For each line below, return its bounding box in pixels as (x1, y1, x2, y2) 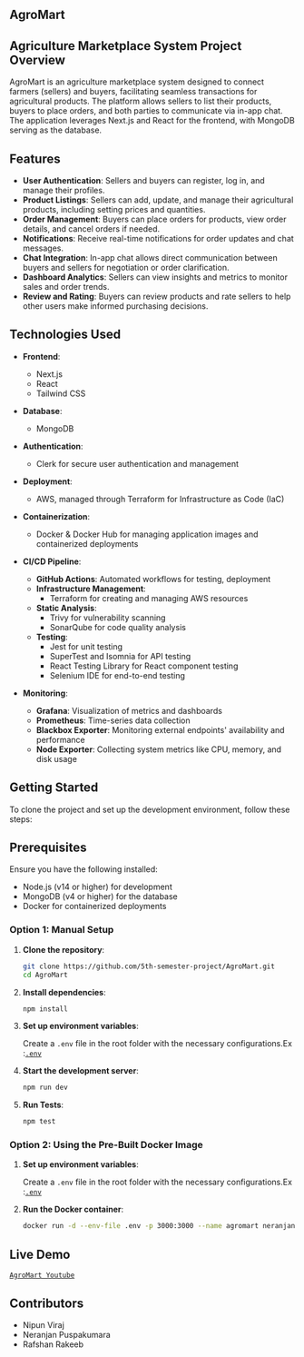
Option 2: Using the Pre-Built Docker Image (9, 1139, 204, 1152)
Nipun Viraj (22, 1319, 65, 1330)
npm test (22, 1117, 56, 1126)
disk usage (35, 753, 77, 764)
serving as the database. (9, 124, 103, 135)
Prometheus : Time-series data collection (35, 715, 191, 726)
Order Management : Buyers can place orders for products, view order (22, 213, 287, 225)
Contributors (9, 1295, 84, 1311)
